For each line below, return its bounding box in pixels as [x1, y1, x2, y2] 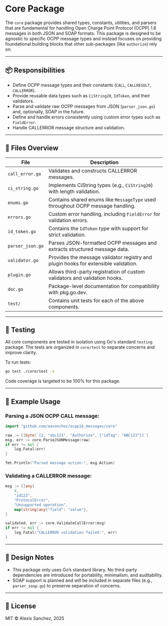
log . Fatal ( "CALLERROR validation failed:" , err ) [14, 530, 117, 535]
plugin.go [7, 272, 31, 277]
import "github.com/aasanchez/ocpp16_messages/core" [5, 423, 117, 429]
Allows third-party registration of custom [48, 268, 145, 275]
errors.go [7, 214, 31, 220]
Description [90, 159, 119, 166]
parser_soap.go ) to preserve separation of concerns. [12, 582, 121, 588]
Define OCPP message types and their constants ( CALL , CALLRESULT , [12, 82, 151, 88]
